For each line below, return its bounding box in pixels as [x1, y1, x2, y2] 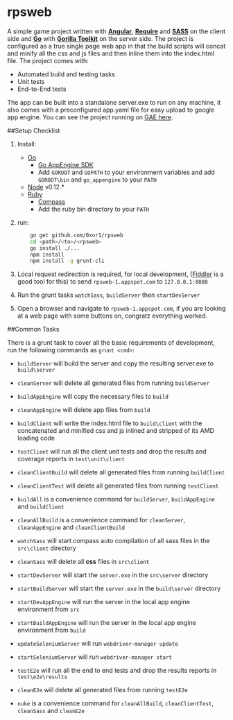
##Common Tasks [7, 325, 60, 334]
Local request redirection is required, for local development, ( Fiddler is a [17, 270, 224, 278]
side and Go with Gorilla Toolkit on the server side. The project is [7, 34, 194, 42]
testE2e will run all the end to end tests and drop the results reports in [17, 667, 217, 675]
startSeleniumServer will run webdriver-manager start [17, 653, 172, 661]
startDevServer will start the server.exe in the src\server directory [17, 571, 209, 579]
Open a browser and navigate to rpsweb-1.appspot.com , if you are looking [17, 305, 226, 313]
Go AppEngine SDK [37, 160, 94, 169]
